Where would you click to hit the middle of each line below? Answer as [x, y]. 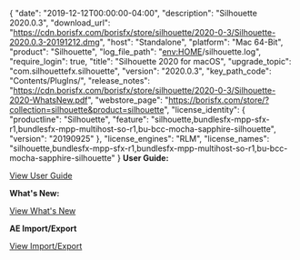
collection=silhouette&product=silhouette [87, 110]
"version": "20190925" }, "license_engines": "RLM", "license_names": [140, 139]
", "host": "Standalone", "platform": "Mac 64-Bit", [191, 42]
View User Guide [41, 175]
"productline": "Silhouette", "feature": [80, 119]
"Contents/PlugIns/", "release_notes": [80, 80]
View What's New [43, 211]
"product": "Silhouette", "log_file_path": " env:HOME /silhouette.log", [135, 52]
